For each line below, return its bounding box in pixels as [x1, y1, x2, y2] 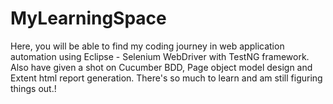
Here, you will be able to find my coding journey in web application [10, 40, 285, 52]
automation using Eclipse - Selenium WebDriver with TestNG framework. [10, 50, 310, 62]
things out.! [10, 82, 57, 94]
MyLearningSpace [10, 7, 167, 30]
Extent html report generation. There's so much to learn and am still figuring [10, 72, 323, 84]
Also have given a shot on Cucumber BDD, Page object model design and [10, 61, 313, 73]
